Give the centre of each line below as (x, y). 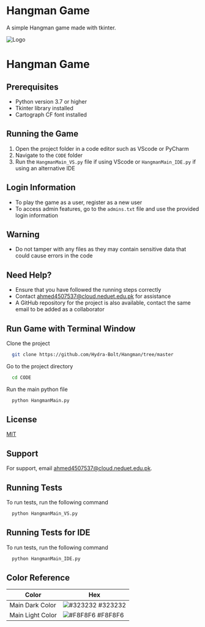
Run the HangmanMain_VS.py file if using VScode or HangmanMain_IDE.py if (106, 161)
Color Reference (38, 578)
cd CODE (22, 378)
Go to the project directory (40, 366)
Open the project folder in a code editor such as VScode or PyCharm (102, 148)
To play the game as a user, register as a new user (79, 202)
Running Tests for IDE (48, 533)
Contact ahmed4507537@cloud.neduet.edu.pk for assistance (93, 296)
